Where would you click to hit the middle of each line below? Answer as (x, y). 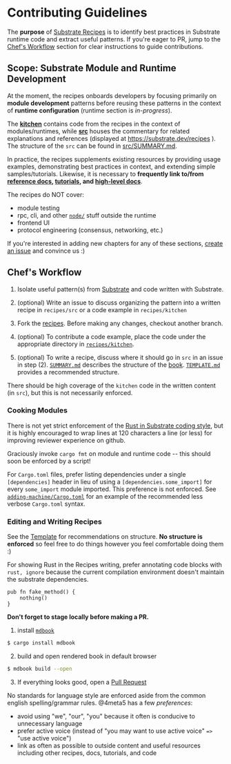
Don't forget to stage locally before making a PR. (78, 617)
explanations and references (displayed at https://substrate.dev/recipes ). (111, 138)
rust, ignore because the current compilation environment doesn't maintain (116, 572)
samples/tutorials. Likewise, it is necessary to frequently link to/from (106, 173)
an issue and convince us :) (46, 251)
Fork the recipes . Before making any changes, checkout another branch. (120, 323)
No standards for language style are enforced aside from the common (107, 695)
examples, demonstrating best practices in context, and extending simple (111, 166)
